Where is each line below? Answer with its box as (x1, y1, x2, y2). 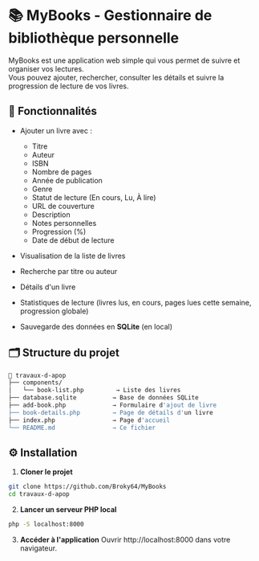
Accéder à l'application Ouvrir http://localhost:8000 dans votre (19, 535, 231, 544)
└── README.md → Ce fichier (8, 424, 156, 432)
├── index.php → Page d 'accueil (8, 416, 171, 424)
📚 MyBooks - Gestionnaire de (8, 6, 212, 25)
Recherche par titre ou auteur (19, 266, 118, 276)
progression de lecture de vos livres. (8, 81, 130, 91)
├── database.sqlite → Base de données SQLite (8, 394, 199, 402)
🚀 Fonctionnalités (8, 104, 98, 118)
